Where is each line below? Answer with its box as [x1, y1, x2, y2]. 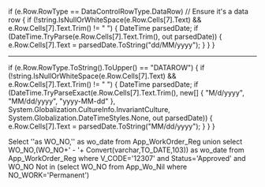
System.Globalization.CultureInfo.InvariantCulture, [8, 105, 171, 114]
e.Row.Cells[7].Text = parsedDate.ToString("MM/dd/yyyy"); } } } [8, 122, 215, 131]
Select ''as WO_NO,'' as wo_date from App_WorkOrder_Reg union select [8, 137, 243, 146]
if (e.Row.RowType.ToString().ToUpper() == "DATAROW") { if [8, 63, 205, 72]
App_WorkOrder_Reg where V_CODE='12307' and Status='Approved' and [8, 154, 246, 163]
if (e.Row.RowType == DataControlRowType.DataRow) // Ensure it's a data [8, 7, 248, 16]
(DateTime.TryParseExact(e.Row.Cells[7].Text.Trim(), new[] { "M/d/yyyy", [8, 88, 244, 97]
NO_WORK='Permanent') [8, 170, 90, 180]
